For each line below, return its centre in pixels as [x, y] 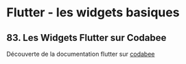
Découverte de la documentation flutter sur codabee [81, 54]
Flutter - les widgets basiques [93, 13]
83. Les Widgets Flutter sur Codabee [86, 38]
